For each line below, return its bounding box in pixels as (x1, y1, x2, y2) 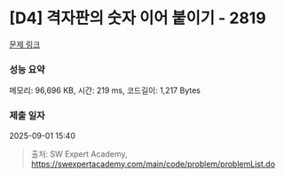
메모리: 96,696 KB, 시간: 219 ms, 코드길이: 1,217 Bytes (9, 85, 201, 96)
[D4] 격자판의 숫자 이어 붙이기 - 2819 (9, 8, 266, 28)
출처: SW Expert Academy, (30, 148, 128, 159)
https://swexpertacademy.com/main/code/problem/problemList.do (30, 159, 276, 169)
